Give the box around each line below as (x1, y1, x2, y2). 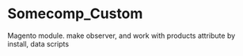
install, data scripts (7, 39, 69, 48)
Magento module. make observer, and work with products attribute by (7, 31, 236, 40)
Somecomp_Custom (7, 5, 143, 23)
